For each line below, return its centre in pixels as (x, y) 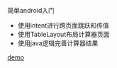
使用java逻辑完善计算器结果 (58, 43)
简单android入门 (31, 10)
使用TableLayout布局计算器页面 (63, 34)
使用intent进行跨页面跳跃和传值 (63, 25)
